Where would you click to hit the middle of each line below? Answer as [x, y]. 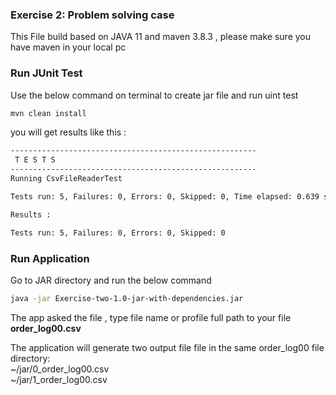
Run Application [50, 258]
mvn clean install [48, 113]
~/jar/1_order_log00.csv [59, 379]
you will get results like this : [68, 132]
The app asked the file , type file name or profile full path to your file [151, 317]
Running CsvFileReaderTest [66, 179]
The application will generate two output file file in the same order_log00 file [167, 347]
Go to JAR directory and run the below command [111, 280]
